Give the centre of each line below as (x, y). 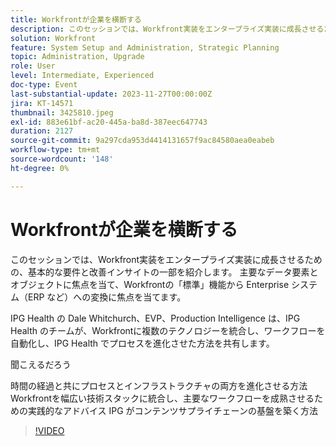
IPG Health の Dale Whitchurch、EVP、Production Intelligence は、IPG (155, 318)
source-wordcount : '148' (62, 159)
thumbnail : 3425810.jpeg (62, 112)
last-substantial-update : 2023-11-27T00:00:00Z (111, 94)
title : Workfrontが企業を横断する (76, 19)
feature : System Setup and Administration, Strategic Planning (145, 47)
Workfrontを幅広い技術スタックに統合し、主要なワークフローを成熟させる (162, 398)
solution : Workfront (53, 38)
